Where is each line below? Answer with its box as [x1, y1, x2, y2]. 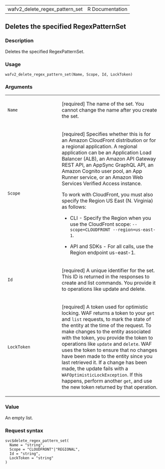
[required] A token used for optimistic [61, 304, 148, 311]
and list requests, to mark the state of [61, 316, 151, 323]
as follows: [61, 203, 87, 210]
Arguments [5, 83, 33, 90]
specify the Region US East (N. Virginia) [61, 197, 153, 204]
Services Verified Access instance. [61, 180, 142, 187]
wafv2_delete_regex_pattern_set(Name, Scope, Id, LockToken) [5, 72, 133, 77]
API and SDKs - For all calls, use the [70, 243, 154, 250]
